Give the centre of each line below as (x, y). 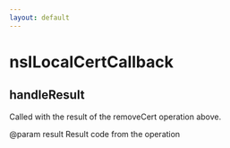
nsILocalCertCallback (92, 61)
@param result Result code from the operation (95, 134)
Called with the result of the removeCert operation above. (115, 117)
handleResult (47, 95)
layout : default (39, 17)
